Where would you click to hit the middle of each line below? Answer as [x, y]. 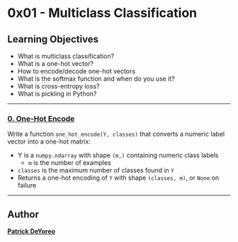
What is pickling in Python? [57, 94]
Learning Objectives [53, 39]
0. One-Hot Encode [41, 118]
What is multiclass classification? [66, 56]
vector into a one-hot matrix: [49, 142]
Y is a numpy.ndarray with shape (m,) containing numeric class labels [118, 155]
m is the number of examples [69, 163]
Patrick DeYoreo [31, 231]
